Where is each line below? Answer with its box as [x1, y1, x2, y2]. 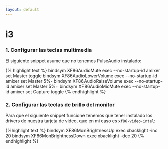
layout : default [5, 7, 39, 12]
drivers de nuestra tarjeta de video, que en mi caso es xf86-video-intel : [5, 118, 156, 124]
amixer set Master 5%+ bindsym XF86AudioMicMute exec [10, 83, 131, 90]
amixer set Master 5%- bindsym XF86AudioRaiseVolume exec [5, 78, 134, 84]
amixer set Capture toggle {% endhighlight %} [10, 89, 106, 95]
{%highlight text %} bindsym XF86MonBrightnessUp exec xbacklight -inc [5, 128, 158, 134]
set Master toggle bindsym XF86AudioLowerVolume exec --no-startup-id [5, 73, 157, 79]
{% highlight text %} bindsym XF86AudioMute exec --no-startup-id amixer [5, 68, 160, 74]
